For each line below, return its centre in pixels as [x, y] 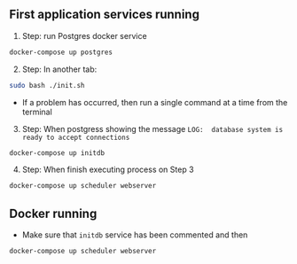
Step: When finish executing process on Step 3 [108, 170]
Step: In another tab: [59, 69]
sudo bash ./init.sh [47, 85]
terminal [37, 112]
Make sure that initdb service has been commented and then [135, 235]
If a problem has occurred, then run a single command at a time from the [155, 102]
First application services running [104, 15]
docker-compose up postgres [61, 52]
